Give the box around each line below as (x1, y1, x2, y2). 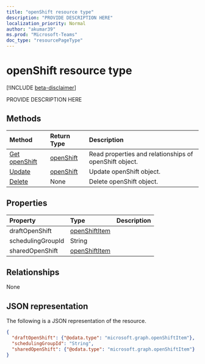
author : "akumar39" (6, 26, 56, 32)
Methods (6, 114, 41, 124)
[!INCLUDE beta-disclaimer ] (6, 84, 76, 91)
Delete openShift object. (88, 177, 159, 185)
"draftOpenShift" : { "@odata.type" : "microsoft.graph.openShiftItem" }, (12, 335, 195, 341)
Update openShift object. (88, 167, 160, 176)
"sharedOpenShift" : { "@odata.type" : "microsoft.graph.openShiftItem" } (12, 346, 195, 352)
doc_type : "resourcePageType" (6, 37, 84, 43)
